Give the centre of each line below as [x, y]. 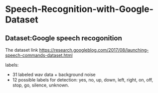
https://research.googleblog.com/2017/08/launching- [94, 50]
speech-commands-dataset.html [39, 55]
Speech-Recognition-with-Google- [79, 9]
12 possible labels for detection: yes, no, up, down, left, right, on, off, [83, 80]
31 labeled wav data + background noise [54, 75]
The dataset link [22, 50]
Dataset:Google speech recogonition [64, 38]
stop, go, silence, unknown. [41, 85]
